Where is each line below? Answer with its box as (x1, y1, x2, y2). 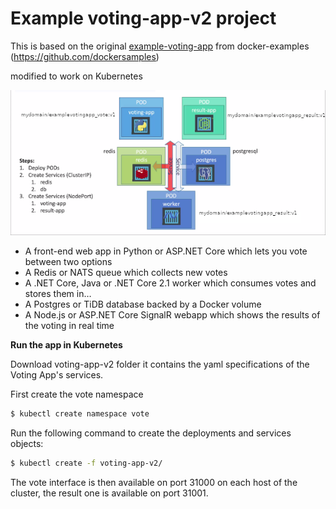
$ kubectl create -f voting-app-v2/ (10, 458, 163, 468)
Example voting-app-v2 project (10, 7, 277, 30)
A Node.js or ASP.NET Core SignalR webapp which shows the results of (24, 308, 321, 321)
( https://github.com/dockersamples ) (10, 50, 160, 62)
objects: (10, 437, 44, 449)
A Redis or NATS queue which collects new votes (24, 266, 228, 278)
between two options (24, 255, 113, 267)
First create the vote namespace (10, 388, 144, 400)
